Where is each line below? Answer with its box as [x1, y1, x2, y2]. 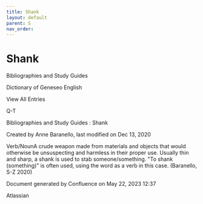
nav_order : [6, 25, 34, 32]
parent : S [6, 20, 32, 26]
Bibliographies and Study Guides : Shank [6, 119, 108, 126]
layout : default [6, 15, 47, 21]
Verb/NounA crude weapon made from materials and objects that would [6, 143, 186, 150]
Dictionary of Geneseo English [6, 84, 82, 91]
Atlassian [6, 192, 29, 199]
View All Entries [6, 95, 45, 103]
